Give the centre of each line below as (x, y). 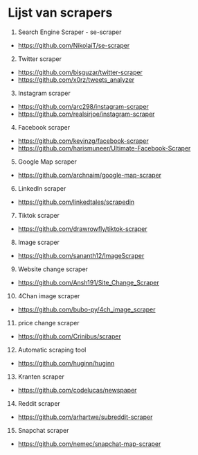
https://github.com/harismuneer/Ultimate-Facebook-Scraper (104, 148)
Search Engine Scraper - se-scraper (70, 32)
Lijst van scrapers (60, 13)
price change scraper (48, 323)
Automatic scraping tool (52, 350)
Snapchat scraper (43, 430)
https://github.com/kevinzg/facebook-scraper (83, 141)
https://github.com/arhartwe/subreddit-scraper (85, 417)
